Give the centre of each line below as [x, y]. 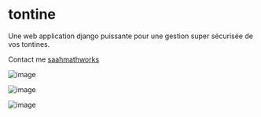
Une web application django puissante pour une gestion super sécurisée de [131, 36]
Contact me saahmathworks [54, 59]
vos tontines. [29, 44]
